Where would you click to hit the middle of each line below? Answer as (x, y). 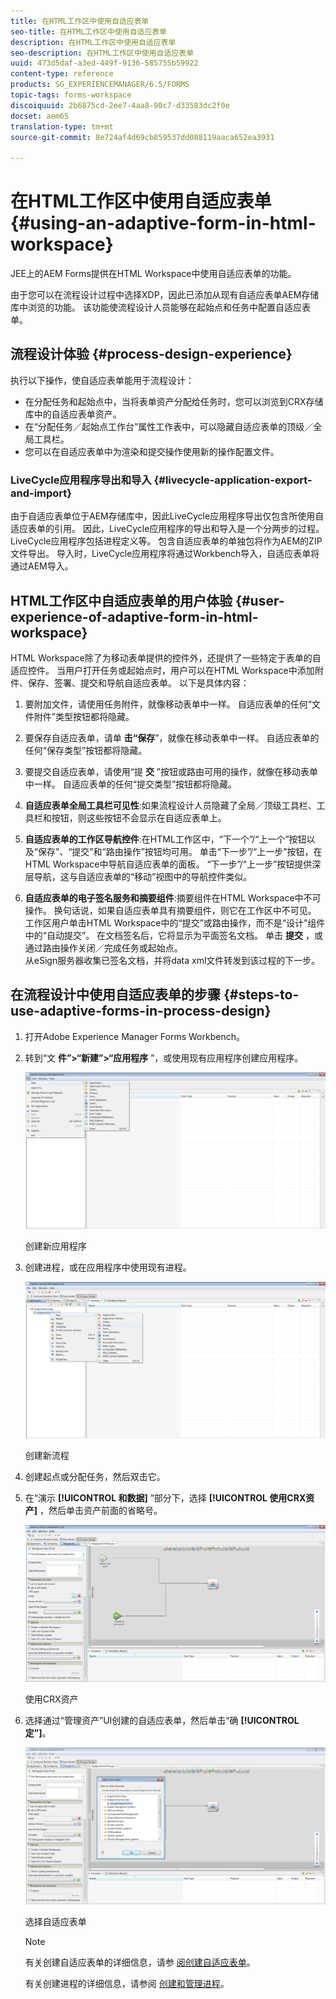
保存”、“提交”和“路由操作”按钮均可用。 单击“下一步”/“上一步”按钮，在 (180, 851)
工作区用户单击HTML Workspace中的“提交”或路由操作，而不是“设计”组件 (175, 922)
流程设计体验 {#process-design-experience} (151, 354)
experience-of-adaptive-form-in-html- (134, 616)
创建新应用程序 (55, 1246)
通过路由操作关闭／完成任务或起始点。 (103, 947)
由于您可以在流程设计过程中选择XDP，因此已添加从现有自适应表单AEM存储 (165, 295)
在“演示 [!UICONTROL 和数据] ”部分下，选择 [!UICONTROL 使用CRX (165, 1497)
